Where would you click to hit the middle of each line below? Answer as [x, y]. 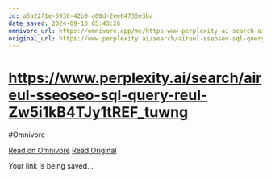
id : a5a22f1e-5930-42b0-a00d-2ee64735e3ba [81, 16]
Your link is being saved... [51, 166]
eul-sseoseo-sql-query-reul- [108, 96]
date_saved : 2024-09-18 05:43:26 [65, 23]
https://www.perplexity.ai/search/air [135, 78]
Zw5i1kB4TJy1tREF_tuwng [98, 112]
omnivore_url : [32, 31]
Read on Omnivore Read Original [63, 151]
